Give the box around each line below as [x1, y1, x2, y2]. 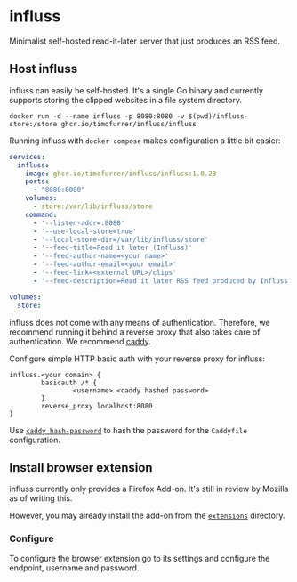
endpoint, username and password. [9, 562, 140, 573]
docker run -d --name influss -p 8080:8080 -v [9, 111, 185, 121]
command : [25, 210, 58, 219]
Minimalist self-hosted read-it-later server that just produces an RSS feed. [9, 36, 281, 46]
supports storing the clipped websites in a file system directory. [9, 94, 243, 105]
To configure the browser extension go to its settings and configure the [9, 553, 270, 563]
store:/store [9, 119, 58, 128]
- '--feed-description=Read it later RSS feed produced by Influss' [32, 276, 293, 286]
